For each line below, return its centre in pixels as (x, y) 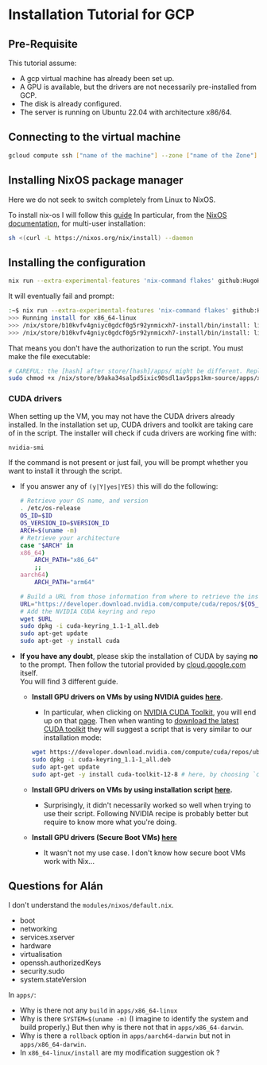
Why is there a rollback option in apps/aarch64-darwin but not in (125, 1036)
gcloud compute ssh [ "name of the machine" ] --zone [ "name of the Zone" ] (133, 155)
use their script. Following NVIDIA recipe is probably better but (146, 813)
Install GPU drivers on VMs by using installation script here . (132, 789)
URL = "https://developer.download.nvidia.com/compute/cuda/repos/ (130, 604)
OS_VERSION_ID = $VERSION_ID (64, 523)
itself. (29, 673)
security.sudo (42, 971)
